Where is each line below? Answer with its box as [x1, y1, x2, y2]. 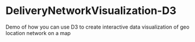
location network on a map [5, 29, 71, 36]
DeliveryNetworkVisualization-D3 [5, 4, 177, 17]
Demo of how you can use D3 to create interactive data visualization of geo [5, 23, 190, 30]
